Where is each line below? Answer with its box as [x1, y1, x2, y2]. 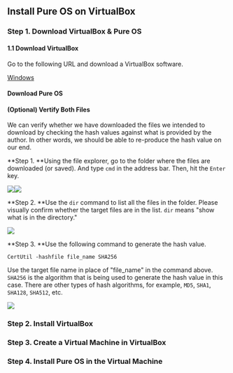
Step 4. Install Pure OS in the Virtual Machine [7, 357, 163, 367]
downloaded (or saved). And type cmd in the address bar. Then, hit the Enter [7, 164, 226, 172]
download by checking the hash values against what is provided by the [7, 128, 212, 137]
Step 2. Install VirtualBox [7, 319, 93, 329]
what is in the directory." [7, 213, 78, 222]
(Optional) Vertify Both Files [7, 105, 91, 114]
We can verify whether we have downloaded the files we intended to [7, 121, 205, 129]
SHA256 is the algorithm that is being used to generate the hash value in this [7, 273, 223, 282]
